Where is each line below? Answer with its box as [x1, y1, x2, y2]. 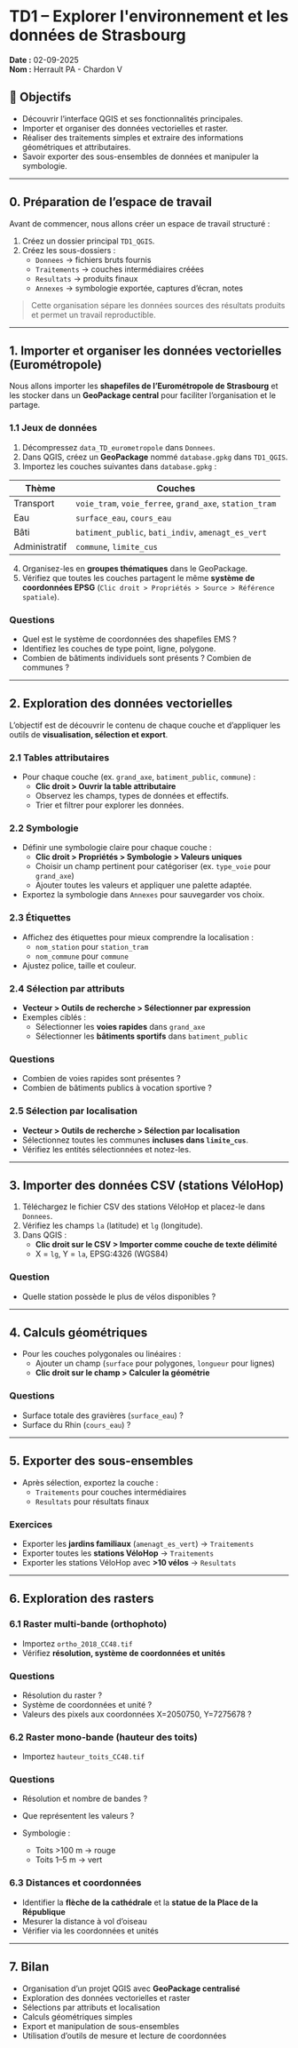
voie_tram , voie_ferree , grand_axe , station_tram [74, 497, 277, 509]
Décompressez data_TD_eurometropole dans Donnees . [21, 442, 216, 452]
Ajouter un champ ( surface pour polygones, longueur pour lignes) [35, 1358, 275, 1369]
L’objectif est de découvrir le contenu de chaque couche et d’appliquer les [9, 720, 281, 730]
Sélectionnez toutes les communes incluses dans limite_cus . [21, 1135, 248, 1145]
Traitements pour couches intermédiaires [35, 1486, 187, 1497]
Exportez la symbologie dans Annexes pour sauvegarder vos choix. [21, 889, 265, 900]
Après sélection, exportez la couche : [21, 1477, 159, 1487]
